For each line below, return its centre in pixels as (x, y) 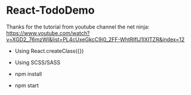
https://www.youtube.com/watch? (48, 33)
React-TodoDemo (50, 10)
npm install (28, 74)
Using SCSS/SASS (38, 62)
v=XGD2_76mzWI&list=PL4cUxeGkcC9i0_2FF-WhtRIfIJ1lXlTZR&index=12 (95, 39)
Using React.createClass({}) (49, 50)
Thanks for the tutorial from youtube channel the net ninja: (78, 27)
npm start (27, 85)
